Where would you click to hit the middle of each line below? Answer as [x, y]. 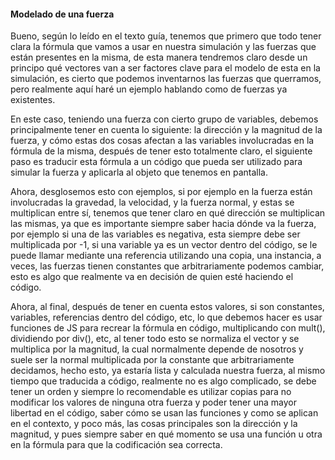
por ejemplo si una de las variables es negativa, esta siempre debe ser [155, 234]
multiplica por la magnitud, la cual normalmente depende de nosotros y [157, 349]
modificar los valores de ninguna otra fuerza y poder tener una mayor [153, 402]
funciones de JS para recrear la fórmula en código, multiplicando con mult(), [168, 328]
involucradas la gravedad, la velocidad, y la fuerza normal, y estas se [152, 202]
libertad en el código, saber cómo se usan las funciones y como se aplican [164, 413]
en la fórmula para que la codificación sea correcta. [116, 445]
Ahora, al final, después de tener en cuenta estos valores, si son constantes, [167, 307]
